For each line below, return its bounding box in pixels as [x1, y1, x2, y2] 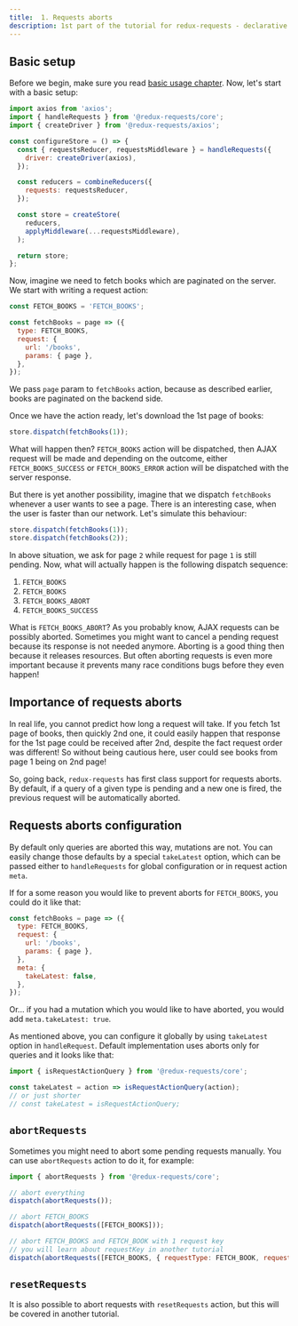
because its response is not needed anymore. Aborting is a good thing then [9, 641, 285, 651]
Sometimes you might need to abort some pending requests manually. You [9, 1146, 282, 1156]
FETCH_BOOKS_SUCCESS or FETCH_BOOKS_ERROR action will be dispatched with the [9, 463, 289, 474]
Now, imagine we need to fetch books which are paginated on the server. [9, 276, 277, 286]
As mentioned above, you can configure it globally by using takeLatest [9, 1031, 268, 1042]
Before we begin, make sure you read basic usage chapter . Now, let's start [9, 77, 282, 89]
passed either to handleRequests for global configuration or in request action [9, 860, 288, 871]
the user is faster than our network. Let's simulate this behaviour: [9, 508, 247, 519]
